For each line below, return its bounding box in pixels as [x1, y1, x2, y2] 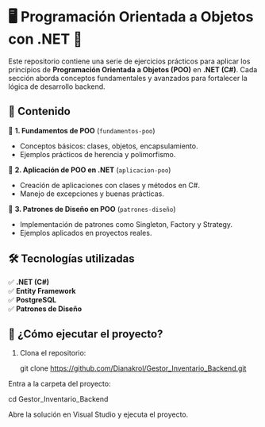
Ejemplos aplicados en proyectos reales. [19, 228, 152, 237]
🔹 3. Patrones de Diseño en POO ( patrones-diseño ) [8, 204, 176, 213]
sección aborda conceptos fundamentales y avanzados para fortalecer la [8, 73, 248, 83]
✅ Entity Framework [8, 286, 76, 295]
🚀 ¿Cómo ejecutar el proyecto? [8, 327, 163, 340]
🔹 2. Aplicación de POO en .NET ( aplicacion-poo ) [8, 165, 171, 175]
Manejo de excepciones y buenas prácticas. [19, 189, 164, 198]
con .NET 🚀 [8, 30, 83, 48]
